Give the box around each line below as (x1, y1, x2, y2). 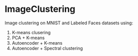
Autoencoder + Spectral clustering (11, 45, 83, 51)
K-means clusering (11, 29, 51, 35)
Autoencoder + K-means (11, 40, 63, 46)
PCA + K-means (11, 35, 45, 41)
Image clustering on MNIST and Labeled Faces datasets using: (4, 20, 133, 26)
